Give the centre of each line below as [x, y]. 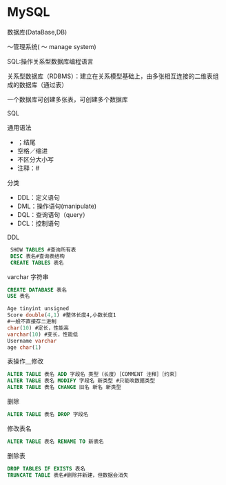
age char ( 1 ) [24, 347]
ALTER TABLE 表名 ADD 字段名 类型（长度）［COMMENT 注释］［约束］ [94, 374]
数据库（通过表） [43, 84]
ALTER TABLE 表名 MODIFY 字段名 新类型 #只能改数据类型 [81, 381]
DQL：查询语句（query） [53, 214]
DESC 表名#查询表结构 [38, 256]
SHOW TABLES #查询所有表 [43, 249]
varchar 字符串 [28, 276]
